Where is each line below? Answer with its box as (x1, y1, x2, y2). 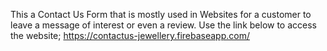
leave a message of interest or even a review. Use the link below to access (10, 19, 317, 31)
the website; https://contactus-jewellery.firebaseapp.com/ (10, 30, 250, 41)
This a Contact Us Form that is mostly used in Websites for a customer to (10, 9, 312, 20)
